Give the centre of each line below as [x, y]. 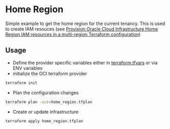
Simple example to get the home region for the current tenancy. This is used [85, 23]
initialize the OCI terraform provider [50, 73]
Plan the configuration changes [46, 92]
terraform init [21, 83]
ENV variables [28, 68]
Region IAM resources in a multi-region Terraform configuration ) [73, 34]
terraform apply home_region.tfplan [44, 121]
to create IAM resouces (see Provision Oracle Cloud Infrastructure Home [82, 29]
